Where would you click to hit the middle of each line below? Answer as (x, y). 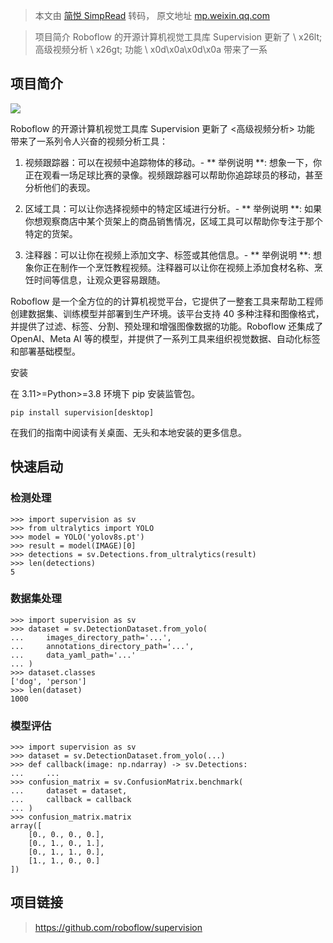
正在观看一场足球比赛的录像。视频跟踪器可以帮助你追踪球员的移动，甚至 (173, 175)
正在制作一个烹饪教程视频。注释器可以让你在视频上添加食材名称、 (178, 267)
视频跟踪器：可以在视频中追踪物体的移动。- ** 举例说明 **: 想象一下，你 (173, 162)
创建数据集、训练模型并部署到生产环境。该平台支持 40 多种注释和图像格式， (167, 313)
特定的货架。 (51, 233)
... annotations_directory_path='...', (102, 646)
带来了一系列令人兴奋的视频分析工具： (89, 141)
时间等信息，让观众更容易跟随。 (99, 280)
